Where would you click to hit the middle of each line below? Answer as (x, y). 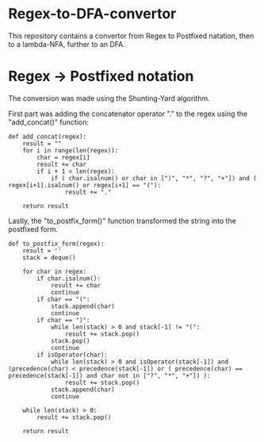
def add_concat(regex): (48, 136)
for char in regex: (55, 271)
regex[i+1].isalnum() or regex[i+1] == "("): (84, 185)
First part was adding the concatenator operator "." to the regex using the (128, 113)
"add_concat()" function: (49, 122)
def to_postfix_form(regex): (56, 244)
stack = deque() (50, 258)
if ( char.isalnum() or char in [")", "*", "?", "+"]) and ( (154, 178)
